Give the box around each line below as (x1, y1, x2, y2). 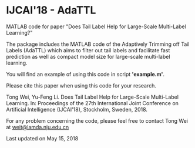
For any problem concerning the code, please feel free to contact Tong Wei (6, 117, 188, 124)
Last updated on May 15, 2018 (6, 134, 79, 142)
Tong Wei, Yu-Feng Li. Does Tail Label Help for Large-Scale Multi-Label (6, 93, 179, 100)
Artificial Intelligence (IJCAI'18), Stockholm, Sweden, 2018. (6, 106, 148, 113)
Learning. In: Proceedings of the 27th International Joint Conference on (6, 99, 179, 106)
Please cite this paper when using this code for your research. (6, 82, 157, 89)
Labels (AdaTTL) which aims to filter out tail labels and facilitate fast (6, 46, 170, 53)
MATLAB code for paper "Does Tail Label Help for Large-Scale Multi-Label (6, 23, 186, 30)
